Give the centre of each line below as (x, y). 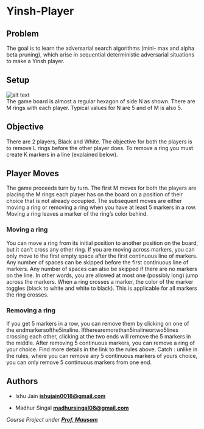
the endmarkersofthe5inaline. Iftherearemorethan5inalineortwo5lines (92, 330)
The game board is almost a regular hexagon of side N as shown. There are (101, 101)
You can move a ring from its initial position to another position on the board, (102, 243)
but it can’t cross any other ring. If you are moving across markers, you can (100, 249)
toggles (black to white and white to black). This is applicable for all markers (102, 288)
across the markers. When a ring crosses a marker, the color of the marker (100, 281)
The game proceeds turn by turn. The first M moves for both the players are (101, 188)
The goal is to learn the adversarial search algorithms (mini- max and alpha (100, 48)
